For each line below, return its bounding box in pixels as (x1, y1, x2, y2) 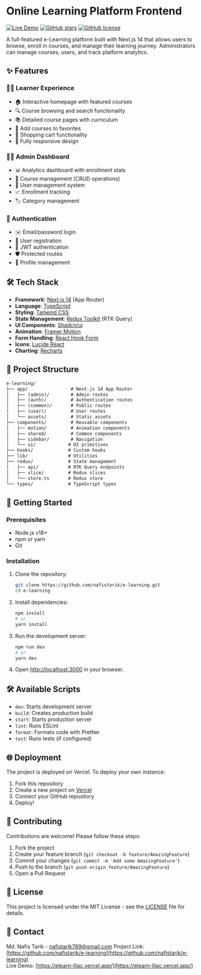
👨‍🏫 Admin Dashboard (6, 152, 70, 160)
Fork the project (14, 844, 55, 851)
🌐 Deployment (6, 752, 61, 762)
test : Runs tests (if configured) (14, 735, 92, 743)
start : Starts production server (14, 716, 92, 723)
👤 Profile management (14, 259, 70, 266)
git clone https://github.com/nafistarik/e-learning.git (14, 582, 161, 588)
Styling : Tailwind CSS (14, 309, 69, 316)
